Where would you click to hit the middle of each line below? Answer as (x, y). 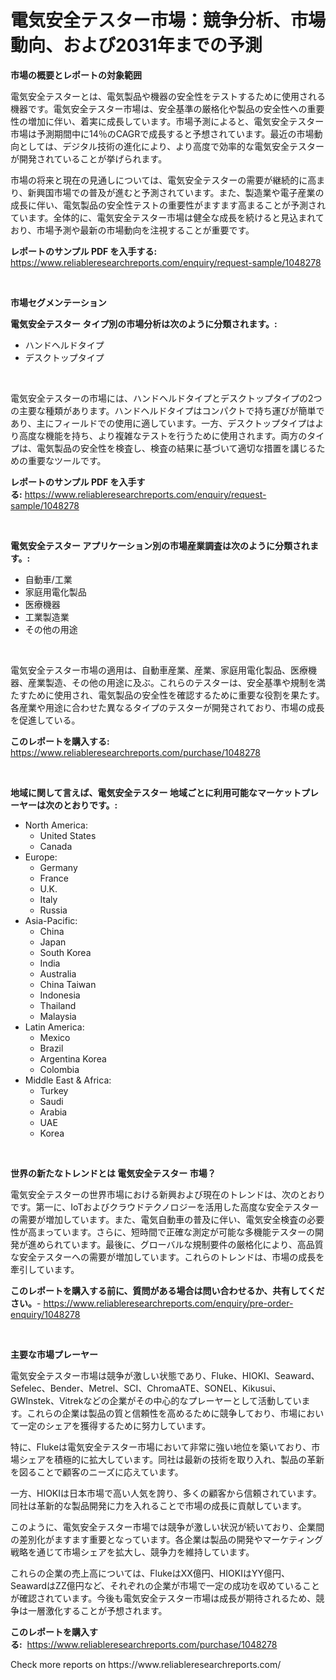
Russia (53, 910)
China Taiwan (68, 984)
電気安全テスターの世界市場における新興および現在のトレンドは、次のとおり (168, 1194)
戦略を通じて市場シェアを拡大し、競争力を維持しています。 (132, 1552)
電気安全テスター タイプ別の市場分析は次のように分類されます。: (144, 323)
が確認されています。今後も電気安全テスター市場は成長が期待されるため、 (163, 1598)
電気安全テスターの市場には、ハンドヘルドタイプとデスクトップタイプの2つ (166, 398)
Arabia (53, 1112)
